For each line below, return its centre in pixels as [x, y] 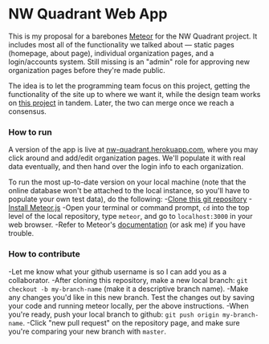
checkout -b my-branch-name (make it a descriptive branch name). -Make [128, 289]
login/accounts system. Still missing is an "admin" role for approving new [129, 62]
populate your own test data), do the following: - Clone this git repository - [130, 199]
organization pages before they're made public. [87, 70]
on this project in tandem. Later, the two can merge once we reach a [121, 103]
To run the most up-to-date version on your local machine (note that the [127, 182]
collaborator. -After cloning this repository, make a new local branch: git [128, 280]
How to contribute [44, 254]
